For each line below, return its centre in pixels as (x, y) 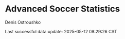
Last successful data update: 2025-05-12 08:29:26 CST (61, 31)
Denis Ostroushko (23, 22)
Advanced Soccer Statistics (62, 9)
